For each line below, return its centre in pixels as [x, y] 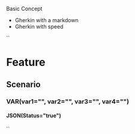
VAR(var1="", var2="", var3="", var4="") [68, 101]
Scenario [23, 84]
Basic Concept [24, 9]
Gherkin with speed [39, 27]
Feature [26, 63]
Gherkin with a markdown [47, 20]
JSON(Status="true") [34, 115]
